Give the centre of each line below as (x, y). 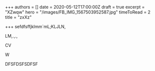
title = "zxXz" (18, 17)
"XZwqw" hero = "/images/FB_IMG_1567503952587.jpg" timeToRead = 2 (78, 12)
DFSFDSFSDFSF (21, 64)
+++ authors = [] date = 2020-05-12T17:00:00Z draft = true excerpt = (75, 7)
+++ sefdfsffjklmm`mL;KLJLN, (35, 27)
